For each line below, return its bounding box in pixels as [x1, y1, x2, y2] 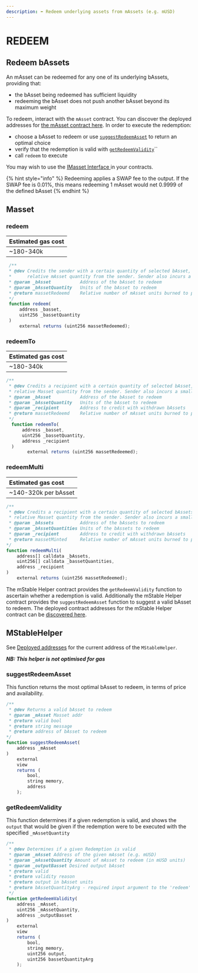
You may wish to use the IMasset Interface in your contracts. [6, 163, 153, 170]
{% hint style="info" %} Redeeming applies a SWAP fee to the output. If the [6, 175, 189, 182]
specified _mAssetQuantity [6, 829, 70, 836]
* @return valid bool [8, 717, 62, 724]
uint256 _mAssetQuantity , [16, 907, 81, 913]
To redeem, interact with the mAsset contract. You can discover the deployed [6, 115, 192, 122]
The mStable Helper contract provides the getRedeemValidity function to [6, 585, 182, 592]
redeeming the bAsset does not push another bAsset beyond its [14, 97, 170, 104]
